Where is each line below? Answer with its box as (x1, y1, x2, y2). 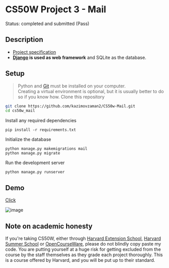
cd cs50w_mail (5, 108, 36, 114)
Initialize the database (5, 137, 51, 143)
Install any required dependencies (5, 118, 77, 124)
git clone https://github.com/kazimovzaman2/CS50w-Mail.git (5, 103, 136, 108)
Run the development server (5, 160, 65, 166)
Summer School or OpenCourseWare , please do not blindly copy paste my (5, 240, 161, 247)
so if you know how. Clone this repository (17, 94, 105, 100)
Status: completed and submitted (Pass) (5, 20, 90, 27)
